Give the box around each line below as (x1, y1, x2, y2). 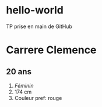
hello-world (6, 4, 64, 17)
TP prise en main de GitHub (6, 23, 73, 30)
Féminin (14, 82, 34, 89)
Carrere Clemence (6, 43, 97, 57)
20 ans (6, 67, 32, 77)
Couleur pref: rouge (14, 94, 62, 101)
